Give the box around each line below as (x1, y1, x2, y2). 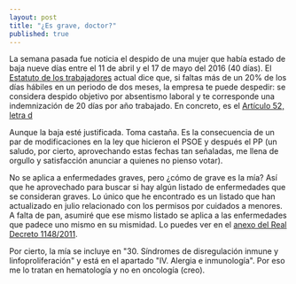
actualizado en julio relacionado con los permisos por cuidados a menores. (9, 201, 284, 211)
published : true (9, 29, 69, 38)
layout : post (9, 12, 58, 22)
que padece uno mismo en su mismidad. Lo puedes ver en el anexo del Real (9, 219, 287, 230)
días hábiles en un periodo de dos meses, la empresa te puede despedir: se (9, 81, 286, 93)
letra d (9, 110, 33, 120)
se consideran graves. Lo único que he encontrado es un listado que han (9, 191, 277, 202)
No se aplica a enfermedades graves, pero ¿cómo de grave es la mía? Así (9, 173, 277, 183)
